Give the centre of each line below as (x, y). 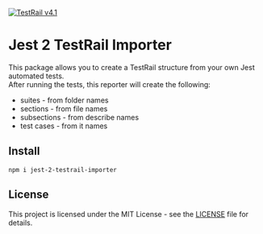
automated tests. (36, 76)
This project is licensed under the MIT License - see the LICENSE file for (128, 214)
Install (24, 151)
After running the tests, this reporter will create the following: (110, 84)
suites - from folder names (64, 100)
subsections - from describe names (79, 117)
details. (21, 223)
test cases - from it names (64, 126)
